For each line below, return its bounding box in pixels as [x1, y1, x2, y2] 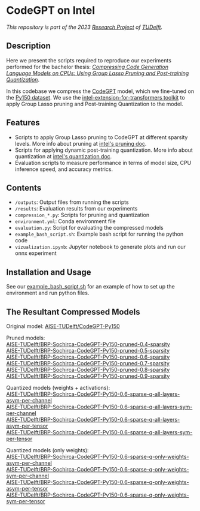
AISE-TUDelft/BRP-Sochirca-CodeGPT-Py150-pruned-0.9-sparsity [6, 372, 170, 380]
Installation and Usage [6, 267, 91, 277]
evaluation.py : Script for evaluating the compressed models [14, 224, 164, 232]
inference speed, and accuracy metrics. [14, 166, 113, 173]
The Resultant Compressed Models [6, 306, 140, 317]
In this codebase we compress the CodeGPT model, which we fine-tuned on [6, 88, 195, 95]
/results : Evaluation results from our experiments [14, 205, 138, 212]
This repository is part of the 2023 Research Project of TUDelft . [6, 23, 163, 31]
